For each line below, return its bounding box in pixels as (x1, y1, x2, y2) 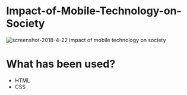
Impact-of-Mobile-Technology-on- (6, 4, 182, 18)
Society (6, 17, 45, 30)
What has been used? (6, 58, 116, 71)
